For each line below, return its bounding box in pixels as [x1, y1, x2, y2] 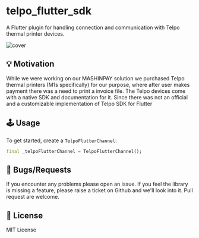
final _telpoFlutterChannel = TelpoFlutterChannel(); [6, 148, 143, 154]
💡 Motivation [6, 59, 55, 69]
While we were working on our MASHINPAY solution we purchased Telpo [6, 74, 185, 82]
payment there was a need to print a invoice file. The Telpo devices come [6, 87, 186, 95]
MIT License [6, 226, 37, 233]
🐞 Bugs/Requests [6, 165, 71, 175]
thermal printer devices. [6, 30, 65, 37]
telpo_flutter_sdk [6, 4, 92, 18]
